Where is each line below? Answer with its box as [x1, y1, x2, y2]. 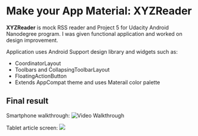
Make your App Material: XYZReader [6, 4, 192, 18]
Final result [6, 96, 49, 106]
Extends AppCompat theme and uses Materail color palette [14, 79, 160, 86]
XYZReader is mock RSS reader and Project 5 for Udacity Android [6, 24, 169, 31]
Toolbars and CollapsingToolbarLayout [14, 66, 110, 73]
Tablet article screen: [6, 124, 58, 131]
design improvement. [6, 36, 58, 44]
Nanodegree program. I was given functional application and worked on [6, 30, 183, 37]
